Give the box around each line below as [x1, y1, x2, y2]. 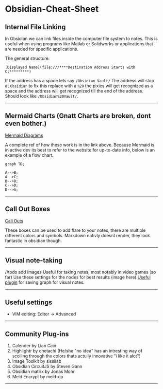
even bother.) [5, 119, 47, 128]
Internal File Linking [5, 23, 66, 31]
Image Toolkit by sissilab [12, 358, 62, 364]
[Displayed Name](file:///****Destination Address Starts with [5, 65, 136, 70]
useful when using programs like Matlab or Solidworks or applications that [5, 41, 154, 47]
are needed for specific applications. [5, 46, 79, 52]
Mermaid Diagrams [5, 132, 44, 138]
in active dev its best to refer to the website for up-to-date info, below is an [5, 147, 155, 153]
